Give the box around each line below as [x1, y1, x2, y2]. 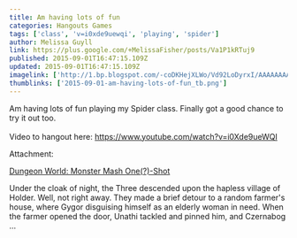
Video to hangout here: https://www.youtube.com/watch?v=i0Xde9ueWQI [9, 131, 278, 142]
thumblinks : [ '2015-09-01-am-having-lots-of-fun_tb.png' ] [9, 79, 227, 88]
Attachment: [9, 148, 55, 159]
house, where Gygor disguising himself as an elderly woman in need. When [9, 201, 285, 212]
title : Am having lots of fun [9, 12, 121, 22]
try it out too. [9, 112, 57, 123]
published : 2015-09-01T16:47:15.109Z [9, 54, 148, 63]
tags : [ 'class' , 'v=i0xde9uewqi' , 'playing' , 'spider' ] [9, 29, 219, 38]
